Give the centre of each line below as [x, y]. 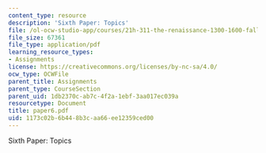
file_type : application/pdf [55, 45]
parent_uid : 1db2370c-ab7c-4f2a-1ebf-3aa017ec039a [93, 96]
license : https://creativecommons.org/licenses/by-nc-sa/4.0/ [113, 67]
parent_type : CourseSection [55, 89]
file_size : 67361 [37, 37]
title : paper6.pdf [38, 111]
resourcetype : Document [47, 103]
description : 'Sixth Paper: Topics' [68, 23]
